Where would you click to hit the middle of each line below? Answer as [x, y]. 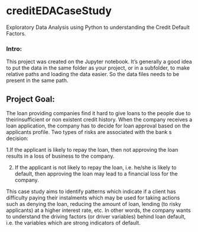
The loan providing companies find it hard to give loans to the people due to [98, 113]
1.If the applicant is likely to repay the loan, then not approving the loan [92, 150]
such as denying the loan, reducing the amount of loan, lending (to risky [94, 204]
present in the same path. [37, 80]
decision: [17, 138]
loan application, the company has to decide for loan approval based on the [98, 126]
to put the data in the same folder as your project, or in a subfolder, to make [98, 68]
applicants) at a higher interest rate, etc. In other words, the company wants [98, 210]
